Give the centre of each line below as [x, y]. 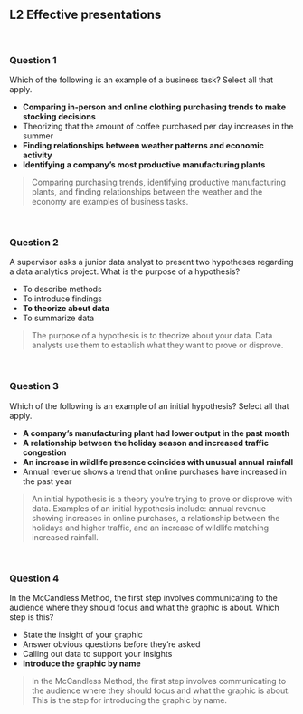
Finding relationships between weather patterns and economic [143, 146]
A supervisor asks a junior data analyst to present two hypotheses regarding [151, 262]
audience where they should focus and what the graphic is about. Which [144, 607]
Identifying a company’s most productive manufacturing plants [144, 165]
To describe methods [62, 290]
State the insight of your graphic [82, 634]
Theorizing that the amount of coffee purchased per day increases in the [158, 127]
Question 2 [34, 243]
